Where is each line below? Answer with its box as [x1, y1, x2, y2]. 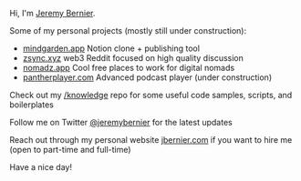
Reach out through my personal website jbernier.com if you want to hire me [9, 135, 293, 145]
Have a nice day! [9, 162, 73, 172]
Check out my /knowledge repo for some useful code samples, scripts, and [9, 90, 293, 100]
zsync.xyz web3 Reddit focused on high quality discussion [22, 53, 244, 63]
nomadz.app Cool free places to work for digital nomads [22, 63, 235, 73]
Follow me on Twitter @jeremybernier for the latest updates [9, 117, 233, 127]
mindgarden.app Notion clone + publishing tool [22, 43, 201, 54]
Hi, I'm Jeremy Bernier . [9, 8, 96, 18]
